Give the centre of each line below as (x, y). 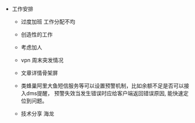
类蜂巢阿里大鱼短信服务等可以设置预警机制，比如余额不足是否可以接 (105, 86)
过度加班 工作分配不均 (48, 22)
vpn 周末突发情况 (42, 60)
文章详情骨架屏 (39, 73)
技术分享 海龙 (37, 114)
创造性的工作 (37, 34)
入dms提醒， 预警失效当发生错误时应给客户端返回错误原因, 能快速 (102, 93)
